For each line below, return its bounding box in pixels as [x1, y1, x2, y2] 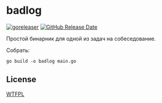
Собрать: [6, 46, 30, 54]
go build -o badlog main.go [6, 58, 77, 64]
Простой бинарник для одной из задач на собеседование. [6, 35, 156, 42]
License [6, 74, 37, 84]
